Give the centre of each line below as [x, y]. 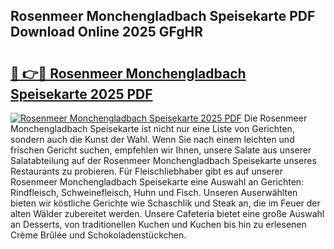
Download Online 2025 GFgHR [106, 32]
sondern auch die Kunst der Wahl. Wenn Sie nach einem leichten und [152, 139]
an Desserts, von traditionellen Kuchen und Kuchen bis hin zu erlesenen [158, 224]
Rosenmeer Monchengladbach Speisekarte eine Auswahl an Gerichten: [157, 182]
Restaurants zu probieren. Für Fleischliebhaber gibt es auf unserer [146, 171]
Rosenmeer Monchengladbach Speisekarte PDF [163, 16]
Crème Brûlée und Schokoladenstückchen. [98, 235]
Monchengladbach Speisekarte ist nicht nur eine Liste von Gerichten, [152, 128]
